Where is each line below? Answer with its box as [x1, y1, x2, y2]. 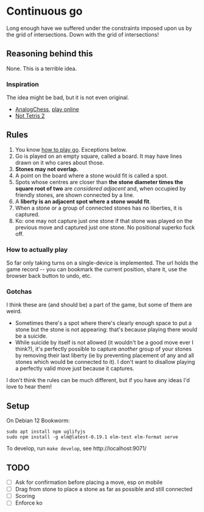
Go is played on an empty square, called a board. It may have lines [15, 152, 183, 160]
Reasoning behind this [6, 49, 93, 59]
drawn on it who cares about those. [15, 158, 105, 166]
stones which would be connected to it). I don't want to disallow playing [15, 358, 195, 366]
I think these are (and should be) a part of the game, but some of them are [6, 301, 192, 308]
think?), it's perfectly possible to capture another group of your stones [15, 346, 192, 353]
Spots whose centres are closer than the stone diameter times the [15, 178, 184, 185]
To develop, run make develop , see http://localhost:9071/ [6, 445, 147, 452]
